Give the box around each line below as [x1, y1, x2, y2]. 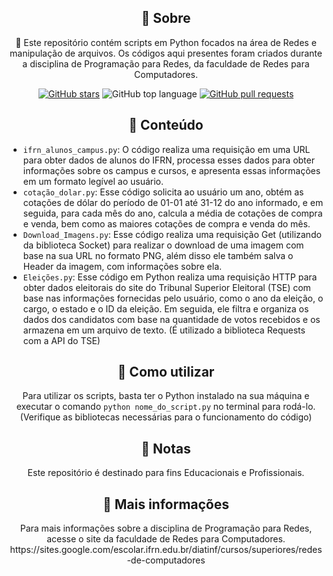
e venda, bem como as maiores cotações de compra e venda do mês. [22, 217, 311, 230]
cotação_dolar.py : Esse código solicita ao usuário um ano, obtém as [22, 186, 305, 198]
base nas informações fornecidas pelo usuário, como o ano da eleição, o [22, 292, 324, 304]
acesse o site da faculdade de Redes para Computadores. [46, 533, 286, 545]
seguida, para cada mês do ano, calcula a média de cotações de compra [22, 207, 323, 219]
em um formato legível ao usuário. [22, 175, 165, 187]
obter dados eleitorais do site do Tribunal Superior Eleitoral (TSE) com [22, 281, 311, 293]
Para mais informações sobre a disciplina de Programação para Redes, [19, 522, 313, 535]
